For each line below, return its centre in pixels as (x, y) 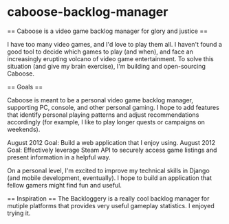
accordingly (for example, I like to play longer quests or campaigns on (106, 122)
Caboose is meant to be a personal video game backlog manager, (100, 100)
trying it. (19, 213)
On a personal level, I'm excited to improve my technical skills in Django (108, 170)
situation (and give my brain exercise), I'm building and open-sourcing (107, 66)
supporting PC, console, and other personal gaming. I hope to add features (113, 107)
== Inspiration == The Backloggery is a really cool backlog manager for (108, 198)
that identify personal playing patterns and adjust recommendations (103, 115)
